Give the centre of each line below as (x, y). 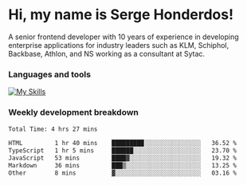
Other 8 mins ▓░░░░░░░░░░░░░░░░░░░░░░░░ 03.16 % (123, 173)
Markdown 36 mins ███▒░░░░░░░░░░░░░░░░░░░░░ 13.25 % (123, 166)
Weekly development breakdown (74, 112)
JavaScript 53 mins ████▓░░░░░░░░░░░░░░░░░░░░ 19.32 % (123, 158)
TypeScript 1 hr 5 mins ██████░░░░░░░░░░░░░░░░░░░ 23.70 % (123, 151)
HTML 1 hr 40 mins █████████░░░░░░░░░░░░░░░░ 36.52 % (123, 144)
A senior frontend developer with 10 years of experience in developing (123, 37)
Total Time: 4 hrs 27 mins (53, 129)
